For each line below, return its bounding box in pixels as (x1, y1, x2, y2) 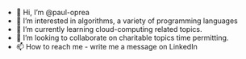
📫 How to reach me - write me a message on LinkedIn (15, 42, 198, 51)
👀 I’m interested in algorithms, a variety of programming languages (15, 16, 238, 26)
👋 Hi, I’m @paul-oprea (15, 8, 90, 17)
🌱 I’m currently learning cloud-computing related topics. (15, 25, 202, 33)
